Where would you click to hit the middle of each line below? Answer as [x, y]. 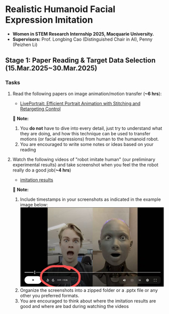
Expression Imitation [49, 20]
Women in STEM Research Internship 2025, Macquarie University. [83, 34]
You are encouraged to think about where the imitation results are [88, 301]
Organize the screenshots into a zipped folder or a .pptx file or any [89, 290]
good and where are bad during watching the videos [74, 306]
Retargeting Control [40, 109]
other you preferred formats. [50, 296]
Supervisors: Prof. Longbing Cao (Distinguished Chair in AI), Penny [82, 39]
